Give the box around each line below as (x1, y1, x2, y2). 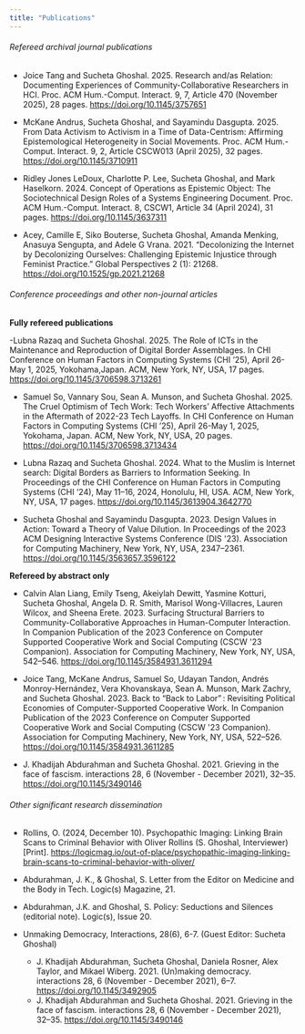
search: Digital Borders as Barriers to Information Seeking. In (22, 467, 250, 479)
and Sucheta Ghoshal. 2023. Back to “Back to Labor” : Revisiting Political (22, 693, 296, 704)
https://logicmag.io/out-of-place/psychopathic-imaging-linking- (50, 847, 291, 858)
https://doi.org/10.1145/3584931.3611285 (22, 741, 175, 752)
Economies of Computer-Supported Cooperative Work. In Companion (22, 703, 284, 714)
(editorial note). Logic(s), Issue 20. (22, 911, 152, 922)
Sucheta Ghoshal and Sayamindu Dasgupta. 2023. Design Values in (22, 514, 277, 525)
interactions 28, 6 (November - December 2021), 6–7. (36, 976, 237, 987)
